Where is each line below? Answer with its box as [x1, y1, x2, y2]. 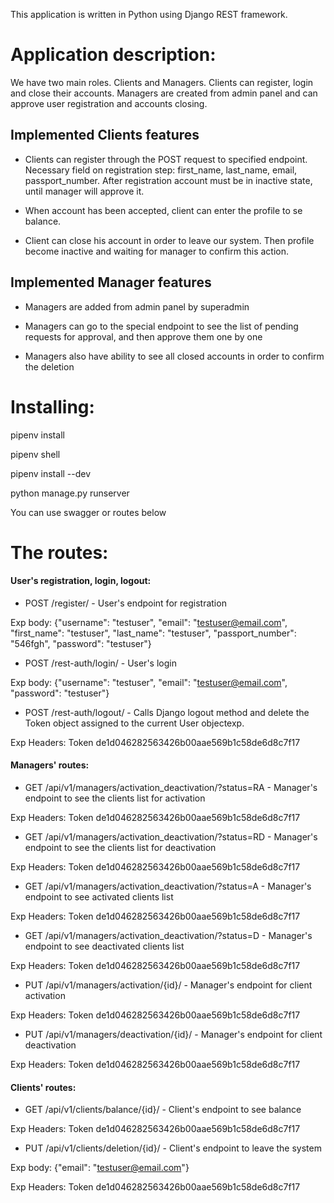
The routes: [10, 541, 109, 564]
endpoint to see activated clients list [24, 891, 174, 903]
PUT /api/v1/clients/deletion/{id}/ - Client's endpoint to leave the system [24, 1142, 322, 1154]
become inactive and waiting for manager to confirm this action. [24, 245, 289, 257]
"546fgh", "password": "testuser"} [10, 637, 152, 649]
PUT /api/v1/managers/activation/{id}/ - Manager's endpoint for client [24, 979, 313, 991]
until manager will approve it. [24, 185, 145, 197]
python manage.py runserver [10, 487, 130, 499]
